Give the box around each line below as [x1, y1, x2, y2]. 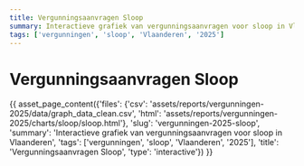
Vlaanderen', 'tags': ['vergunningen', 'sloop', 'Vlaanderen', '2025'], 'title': [9, 137, 279, 148]
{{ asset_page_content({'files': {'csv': [9, 98, 148, 109]
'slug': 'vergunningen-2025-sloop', [129, 118, 261, 129]
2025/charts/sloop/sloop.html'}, [9, 118, 128, 129]
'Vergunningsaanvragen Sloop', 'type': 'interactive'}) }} [9, 146, 214, 158]
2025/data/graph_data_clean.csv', [9, 108, 137, 119]
